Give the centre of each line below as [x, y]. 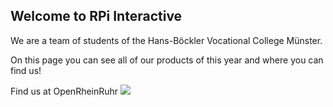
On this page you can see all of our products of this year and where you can [167, 60]
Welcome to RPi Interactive [96, 16]
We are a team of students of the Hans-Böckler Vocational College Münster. [166, 40]
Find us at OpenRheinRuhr [64, 91]
